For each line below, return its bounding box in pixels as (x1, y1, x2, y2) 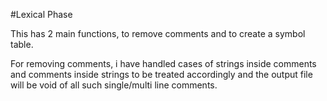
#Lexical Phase (10, 9, 73, 20)
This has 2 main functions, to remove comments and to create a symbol (10, 28, 306, 39)
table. (10, 39, 34, 50)
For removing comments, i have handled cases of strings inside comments (10, 58, 317, 69)
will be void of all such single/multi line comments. (10, 79, 218, 91)
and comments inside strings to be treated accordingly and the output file (10, 69, 313, 80)
